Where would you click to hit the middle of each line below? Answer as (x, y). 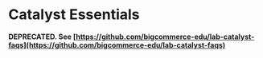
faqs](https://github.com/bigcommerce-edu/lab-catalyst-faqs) (117, 44)
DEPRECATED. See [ (42, 37)
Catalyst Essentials (74, 15)
